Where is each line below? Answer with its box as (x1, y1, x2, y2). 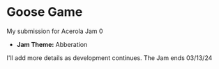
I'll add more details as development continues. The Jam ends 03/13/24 (6, 53, 213, 62)
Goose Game (6, 4, 83, 20)
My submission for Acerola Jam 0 (6, 27, 103, 35)
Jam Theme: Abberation (16, 40, 88, 48)
